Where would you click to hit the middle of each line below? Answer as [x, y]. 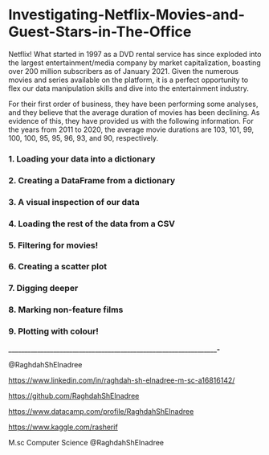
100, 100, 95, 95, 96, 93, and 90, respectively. [84, 137]
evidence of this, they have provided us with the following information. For [131, 121]
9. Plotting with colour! [53, 331]
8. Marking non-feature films [66, 309]
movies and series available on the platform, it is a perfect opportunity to [128, 80]
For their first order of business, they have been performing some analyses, [133, 104]
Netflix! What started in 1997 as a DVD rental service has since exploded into [135, 54]
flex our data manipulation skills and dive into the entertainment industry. [128, 88]
